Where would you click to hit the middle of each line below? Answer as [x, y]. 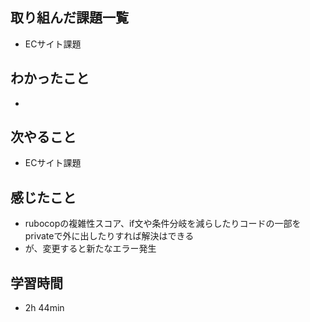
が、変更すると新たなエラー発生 [90, 249]
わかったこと [50, 78]
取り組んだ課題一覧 [69, 18]
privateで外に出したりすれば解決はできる [109, 236]
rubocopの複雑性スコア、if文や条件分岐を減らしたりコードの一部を [163, 224]
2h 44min [44, 308]
